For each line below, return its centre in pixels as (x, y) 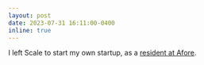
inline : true (30, 30)
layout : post (30, 15)
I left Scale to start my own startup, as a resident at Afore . (102, 53)
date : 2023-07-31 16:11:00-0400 (62, 23)
